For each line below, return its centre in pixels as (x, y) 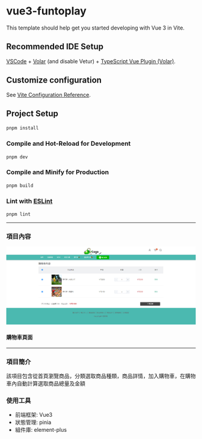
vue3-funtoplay (47, 11)
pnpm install (23, 128)
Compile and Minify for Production (58, 172)
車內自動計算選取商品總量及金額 (46, 383)
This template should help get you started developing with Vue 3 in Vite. (96, 28)
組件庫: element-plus (41, 430)
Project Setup (32, 114)
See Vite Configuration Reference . (49, 95)
